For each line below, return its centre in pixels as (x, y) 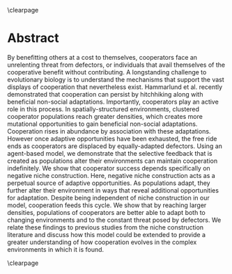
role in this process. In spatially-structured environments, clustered (103, 109)
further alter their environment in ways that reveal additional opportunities (113, 190)
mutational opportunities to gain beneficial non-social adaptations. (102, 124)
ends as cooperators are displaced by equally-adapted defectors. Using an (115, 146)
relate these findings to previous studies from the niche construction (106, 227)
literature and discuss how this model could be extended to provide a (107, 234)
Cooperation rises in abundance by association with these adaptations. (109, 131)
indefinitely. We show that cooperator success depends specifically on (109, 168)
